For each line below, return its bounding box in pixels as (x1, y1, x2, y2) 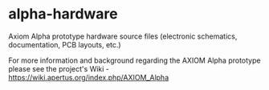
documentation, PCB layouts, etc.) (8, 39, 122, 49)
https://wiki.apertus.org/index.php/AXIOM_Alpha (8, 72, 169, 82)
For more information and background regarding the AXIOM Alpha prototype (8, 55, 261, 65)
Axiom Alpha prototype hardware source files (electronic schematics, (8, 31, 238, 41)
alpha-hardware (8, 5, 118, 23)
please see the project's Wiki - (8, 63, 110, 73)
